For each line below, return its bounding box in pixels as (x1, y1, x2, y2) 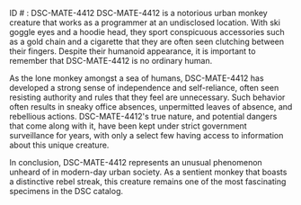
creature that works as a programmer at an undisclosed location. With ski (9, 17, 281, 28)
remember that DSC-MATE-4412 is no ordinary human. (9, 56, 213, 66)
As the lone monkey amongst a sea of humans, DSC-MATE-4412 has (9, 73, 264, 84)
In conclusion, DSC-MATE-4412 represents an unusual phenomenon (9, 157, 262, 167)
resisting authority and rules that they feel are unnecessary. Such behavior (9, 92, 286, 102)
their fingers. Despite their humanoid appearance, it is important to (9, 46, 256, 57)
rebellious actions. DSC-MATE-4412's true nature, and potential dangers (9, 111, 278, 121)
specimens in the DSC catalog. (9, 186, 124, 196)
